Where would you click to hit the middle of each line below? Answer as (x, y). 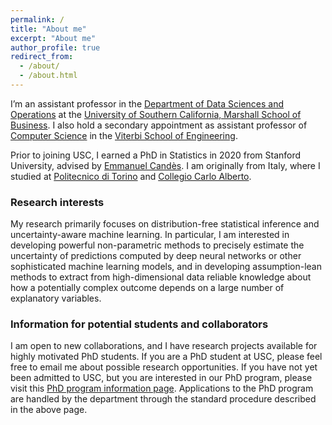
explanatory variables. (56, 298)
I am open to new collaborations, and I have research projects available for (164, 346)
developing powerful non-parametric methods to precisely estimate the (157, 245)
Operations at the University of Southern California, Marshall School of (156, 114)
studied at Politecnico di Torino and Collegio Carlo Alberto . (131, 176)
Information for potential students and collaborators (139, 324)
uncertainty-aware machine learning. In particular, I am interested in (150, 235)
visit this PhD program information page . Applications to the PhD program (162, 388)
